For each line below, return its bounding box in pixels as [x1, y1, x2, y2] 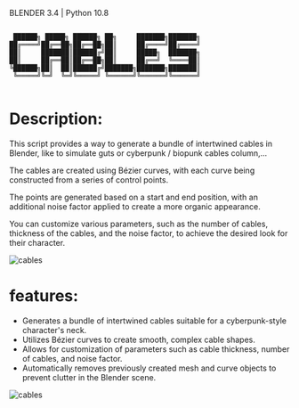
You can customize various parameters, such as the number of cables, [9, 218, 269, 229]
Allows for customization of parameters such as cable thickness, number [21, 343, 290, 355]
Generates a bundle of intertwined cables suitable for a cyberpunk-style [21, 315, 287, 326]
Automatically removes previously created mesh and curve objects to [21, 363, 277, 373]
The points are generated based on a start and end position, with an [9, 192, 258, 202]
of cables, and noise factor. [21, 353, 123, 363]
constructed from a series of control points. [9, 174, 169, 185]
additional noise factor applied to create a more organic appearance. [9, 200, 261, 212]
